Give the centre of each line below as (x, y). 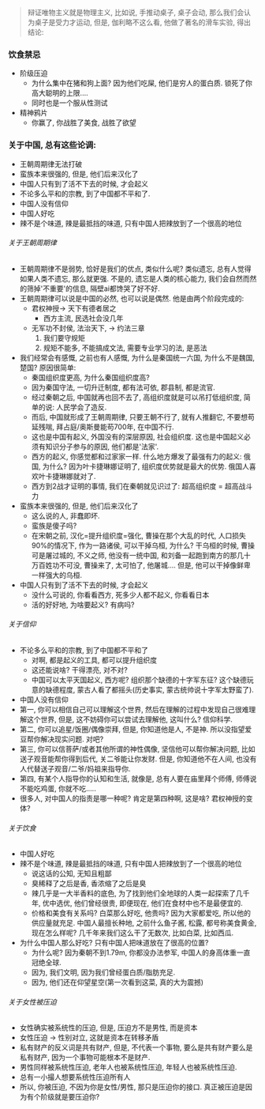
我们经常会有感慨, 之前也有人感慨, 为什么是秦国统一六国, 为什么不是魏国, (137, 357)
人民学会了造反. (82, 407)
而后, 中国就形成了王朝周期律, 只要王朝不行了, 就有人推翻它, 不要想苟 (143, 417)
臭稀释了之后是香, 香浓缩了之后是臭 (89, 884)
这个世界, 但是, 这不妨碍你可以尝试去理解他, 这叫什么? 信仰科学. (129, 719)
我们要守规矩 (64, 338)
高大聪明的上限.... (60, 93)
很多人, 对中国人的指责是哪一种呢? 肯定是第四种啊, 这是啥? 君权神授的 (132, 798)
